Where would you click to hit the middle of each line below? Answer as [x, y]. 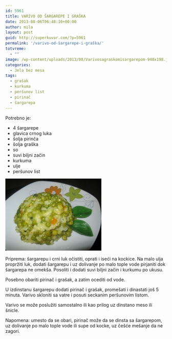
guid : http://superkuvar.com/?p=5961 [46, 38]
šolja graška [25, 144]
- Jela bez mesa [27, 70]
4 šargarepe [26, 128]
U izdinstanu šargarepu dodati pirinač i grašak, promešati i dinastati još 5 [82, 289]
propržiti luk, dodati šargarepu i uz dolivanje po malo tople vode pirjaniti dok [85, 264]
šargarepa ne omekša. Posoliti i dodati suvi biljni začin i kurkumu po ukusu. [84, 269]
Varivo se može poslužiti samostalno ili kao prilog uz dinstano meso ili [79, 305]
